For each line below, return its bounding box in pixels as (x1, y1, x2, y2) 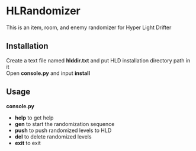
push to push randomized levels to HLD (14, 127, 112, 134)
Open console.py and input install (6, 70, 91, 77)
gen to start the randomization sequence (14, 120, 115, 127)
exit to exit (14, 139, 41, 146)
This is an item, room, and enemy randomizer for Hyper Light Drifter (6, 24, 172, 31)
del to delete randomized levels (14, 133, 92, 140)
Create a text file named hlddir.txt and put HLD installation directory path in (6, 56, 191, 64)
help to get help (14, 114, 54, 121)
